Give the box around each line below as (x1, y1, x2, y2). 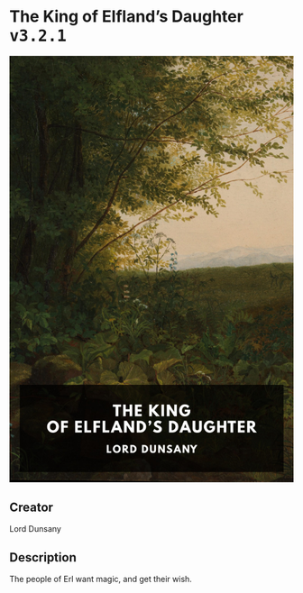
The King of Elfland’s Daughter (9, 6, 243, 27)
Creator (9, 500, 54, 515)
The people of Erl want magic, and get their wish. (9, 574, 192, 585)
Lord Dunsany (9, 524, 61, 534)
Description (9, 550, 77, 565)
